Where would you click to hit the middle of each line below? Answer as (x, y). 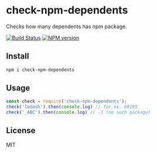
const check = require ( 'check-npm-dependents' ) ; (67, 101)
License (21, 130)
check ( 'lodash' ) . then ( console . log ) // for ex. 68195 (72, 107)
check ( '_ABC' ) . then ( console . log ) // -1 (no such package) (78, 113)
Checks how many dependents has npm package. (67, 26)
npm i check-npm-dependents (40, 70)
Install (18, 56)
